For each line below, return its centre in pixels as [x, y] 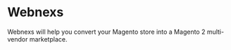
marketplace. [48, 39]
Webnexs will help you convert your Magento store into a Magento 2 [106, 32]
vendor [18, 39]
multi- [215, 32]
